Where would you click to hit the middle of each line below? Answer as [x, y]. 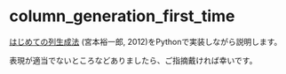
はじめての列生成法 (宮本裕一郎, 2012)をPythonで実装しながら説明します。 [146, 41]
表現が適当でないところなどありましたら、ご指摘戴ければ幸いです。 [133, 60]
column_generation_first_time [122, 16]
